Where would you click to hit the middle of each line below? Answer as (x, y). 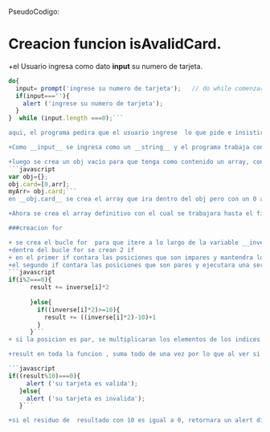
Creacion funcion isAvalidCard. (115, 44)
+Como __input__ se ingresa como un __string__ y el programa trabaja (129, 148)
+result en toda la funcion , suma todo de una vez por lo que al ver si (135, 354)
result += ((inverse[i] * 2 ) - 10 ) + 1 (100, 317)
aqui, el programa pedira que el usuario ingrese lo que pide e (120, 133)
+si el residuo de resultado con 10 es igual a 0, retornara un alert (131, 421)
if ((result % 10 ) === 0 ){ (45, 376)
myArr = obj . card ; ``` (43, 192)
